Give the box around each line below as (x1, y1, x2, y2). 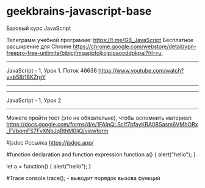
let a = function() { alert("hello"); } (6, 162, 92, 170)
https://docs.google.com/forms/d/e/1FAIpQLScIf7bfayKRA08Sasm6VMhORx (6, 120, 198, 128)
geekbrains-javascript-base (6, 4, 152, 18)
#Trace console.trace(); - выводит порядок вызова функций (6, 174, 160, 181)
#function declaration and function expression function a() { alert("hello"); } (6, 151, 196, 158)
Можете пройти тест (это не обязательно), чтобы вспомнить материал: (6, 114, 193, 121)
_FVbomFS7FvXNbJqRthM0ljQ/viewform (6, 127, 109, 134)
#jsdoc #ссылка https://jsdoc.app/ (6, 139, 94, 146)
